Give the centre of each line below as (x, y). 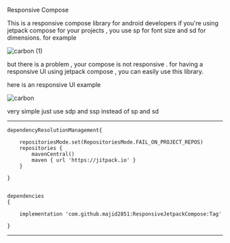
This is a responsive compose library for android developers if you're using (113, 23)
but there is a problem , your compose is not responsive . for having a (105, 64)
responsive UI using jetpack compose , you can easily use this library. (105, 72)
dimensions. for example (42, 38)
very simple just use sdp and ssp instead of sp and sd (83, 111)
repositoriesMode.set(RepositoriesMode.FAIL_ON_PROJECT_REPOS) (112, 142)
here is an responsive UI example (54, 85)
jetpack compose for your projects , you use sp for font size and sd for (107, 30)
